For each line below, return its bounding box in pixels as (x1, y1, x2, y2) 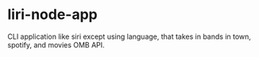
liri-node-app (7, 6, 98, 24)
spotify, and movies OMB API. (7, 40, 105, 49)
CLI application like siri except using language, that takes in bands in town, (7, 32, 252, 41)
